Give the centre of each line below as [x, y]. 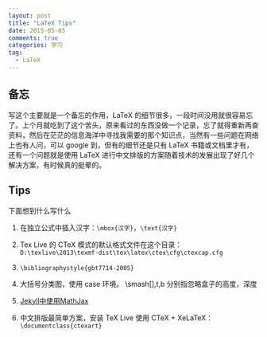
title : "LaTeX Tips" [43, 23]
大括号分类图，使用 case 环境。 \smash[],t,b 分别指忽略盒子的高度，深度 [138, 284]
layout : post [30, 16]
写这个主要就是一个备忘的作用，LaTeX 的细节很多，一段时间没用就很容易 [127, 115]
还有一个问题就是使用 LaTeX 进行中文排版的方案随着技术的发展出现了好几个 [132, 155]
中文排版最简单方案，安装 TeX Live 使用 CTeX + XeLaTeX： [116, 317]
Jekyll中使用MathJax [54, 300]
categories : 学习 [36, 45]
